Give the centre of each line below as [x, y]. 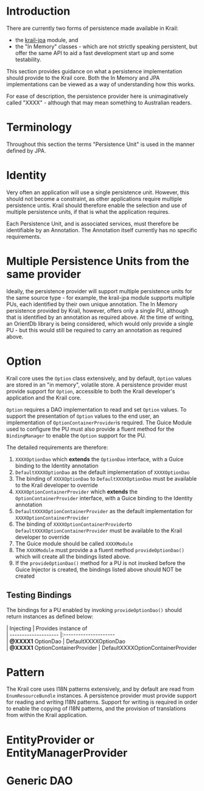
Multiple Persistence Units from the [98, 261]
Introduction [38, 11]
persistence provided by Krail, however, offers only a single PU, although [97, 310]
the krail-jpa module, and [47, 40]
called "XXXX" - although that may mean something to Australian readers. [99, 103]
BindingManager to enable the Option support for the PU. [76, 436]
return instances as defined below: [50, 616]
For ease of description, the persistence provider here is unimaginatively [97, 96]
